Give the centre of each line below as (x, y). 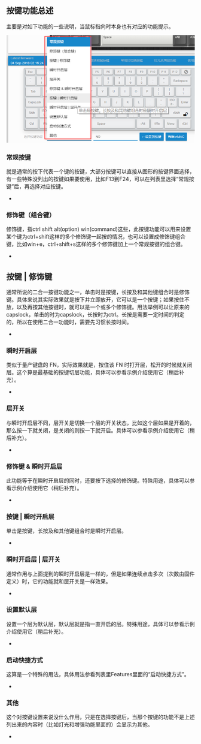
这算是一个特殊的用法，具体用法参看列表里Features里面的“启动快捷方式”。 (98, 674)
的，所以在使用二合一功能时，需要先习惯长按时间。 (69, 322)
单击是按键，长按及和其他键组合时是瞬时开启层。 (66, 531)
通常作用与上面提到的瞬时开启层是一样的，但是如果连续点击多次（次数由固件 (100, 574)
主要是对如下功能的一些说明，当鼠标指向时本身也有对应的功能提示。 (90, 26)
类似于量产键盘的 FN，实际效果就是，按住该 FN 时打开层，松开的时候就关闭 (99, 365)
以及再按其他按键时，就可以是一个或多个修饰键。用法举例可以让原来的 (103, 307)
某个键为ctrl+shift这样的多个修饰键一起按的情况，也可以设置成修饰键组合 (96, 237)
